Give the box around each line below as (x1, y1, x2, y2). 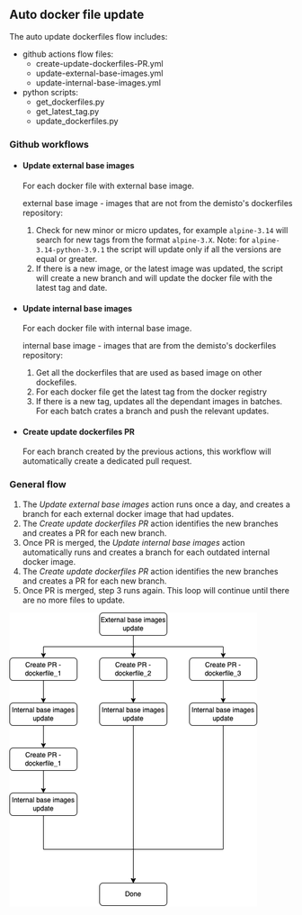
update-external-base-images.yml (35, 68, 164, 78)
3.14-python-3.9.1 (35, 245, 105, 255)
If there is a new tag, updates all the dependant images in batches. (35, 396, 283, 407)
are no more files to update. (22, 594, 126, 605)
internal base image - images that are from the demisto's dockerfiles (22, 340, 277, 351)
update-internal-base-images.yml (35, 77, 162, 88)
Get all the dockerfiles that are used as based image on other (35, 367, 262, 378)
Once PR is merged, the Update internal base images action (22, 537, 245, 548)
